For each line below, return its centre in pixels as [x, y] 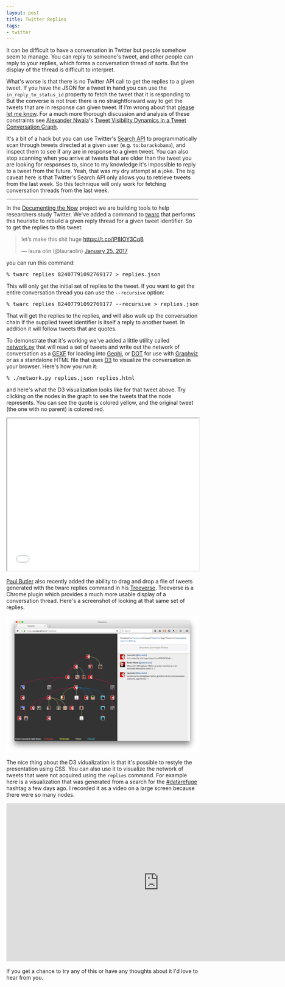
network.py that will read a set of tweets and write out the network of [93, 347]
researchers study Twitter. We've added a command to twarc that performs [101, 215]
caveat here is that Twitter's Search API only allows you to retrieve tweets [99, 177]
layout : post [23, 13]
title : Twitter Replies [37, 19]
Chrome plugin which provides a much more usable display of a [86, 594]
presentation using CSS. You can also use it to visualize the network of [95, 769]
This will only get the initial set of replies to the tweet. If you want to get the [100, 286]
